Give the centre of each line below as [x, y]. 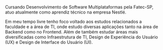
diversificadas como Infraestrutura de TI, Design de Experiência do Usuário [82, 37]
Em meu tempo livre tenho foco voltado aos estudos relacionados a [73, 22]
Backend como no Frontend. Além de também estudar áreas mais [72, 32]
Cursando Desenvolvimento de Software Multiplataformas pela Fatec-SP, [79, 7]
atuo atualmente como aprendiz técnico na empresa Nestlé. [66, 12]
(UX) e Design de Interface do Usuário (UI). [49, 42]
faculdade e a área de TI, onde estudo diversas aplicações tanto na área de [82, 27]
